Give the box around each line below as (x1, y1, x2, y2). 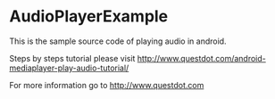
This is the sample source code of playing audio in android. (9, 36, 227, 46)
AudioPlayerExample (9, 6, 169, 27)
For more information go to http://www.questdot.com (9, 79, 204, 90)
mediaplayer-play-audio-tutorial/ (9, 62, 129, 73)
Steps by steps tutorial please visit (9, 53, 136, 63)
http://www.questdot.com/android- (137, 53, 266, 63)
